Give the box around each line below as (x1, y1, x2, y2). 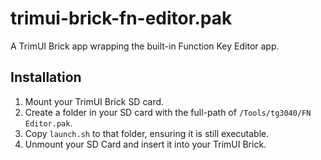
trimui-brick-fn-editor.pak (10, 7, 233, 30)
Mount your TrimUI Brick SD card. (24, 95, 165, 107)
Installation (10, 69, 82, 86)
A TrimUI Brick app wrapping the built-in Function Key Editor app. (10, 40, 280, 52)
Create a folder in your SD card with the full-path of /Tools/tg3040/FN (24, 106, 312, 118)
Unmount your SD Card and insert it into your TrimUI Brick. (24, 138, 267, 150)
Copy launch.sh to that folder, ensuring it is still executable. (24, 127, 270, 139)
